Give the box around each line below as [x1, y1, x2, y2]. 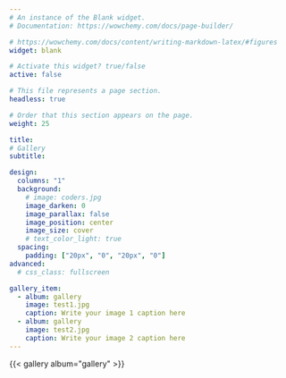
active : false [9, 71, 63, 80]
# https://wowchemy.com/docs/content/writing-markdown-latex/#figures [9, 38, 278, 46]
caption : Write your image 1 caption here [25, 309, 186, 318]
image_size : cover [25, 226, 94, 235]
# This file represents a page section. [9, 87, 163, 96]
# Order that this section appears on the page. [9, 111, 194, 120]
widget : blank [9, 46, 63, 55]
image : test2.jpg [25, 325, 90, 334]
